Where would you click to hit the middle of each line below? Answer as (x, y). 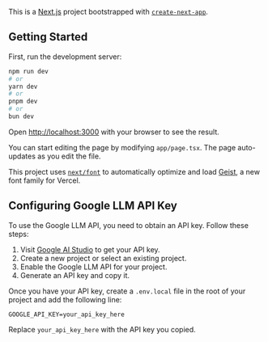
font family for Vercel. (45, 180)
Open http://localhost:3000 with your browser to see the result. (114, 132)
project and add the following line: (65, 299)
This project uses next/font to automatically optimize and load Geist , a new (134, 171)
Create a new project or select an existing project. (103, 258)
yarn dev (23, 87)
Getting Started (48, 37)
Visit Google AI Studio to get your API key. (90, 249)
